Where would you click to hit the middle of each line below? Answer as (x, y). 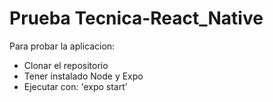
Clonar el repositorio (66, 65)
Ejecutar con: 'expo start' (75, 86)
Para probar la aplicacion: (62, 46)
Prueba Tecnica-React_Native (136, 18)
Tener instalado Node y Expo (83, 76)
